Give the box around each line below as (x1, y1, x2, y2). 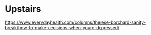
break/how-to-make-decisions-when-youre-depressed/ (5, 24, 120, 30)
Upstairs (5, 3, 41, 15)
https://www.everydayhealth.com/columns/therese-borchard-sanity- (5, 19, 146, 25)
